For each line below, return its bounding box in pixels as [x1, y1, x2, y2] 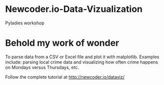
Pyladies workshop [5, 20, 44, 26]
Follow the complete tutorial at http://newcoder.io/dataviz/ [5, 74, 125, 80]
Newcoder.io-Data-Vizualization [5, 3, 142, 15]
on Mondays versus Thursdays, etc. [5, 64, 79, 70]
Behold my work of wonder [5, 37, 119, 49]
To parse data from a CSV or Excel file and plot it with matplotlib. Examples [5, 54, 159, 60]
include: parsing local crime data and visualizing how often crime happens [5, 59, 158, 65]
